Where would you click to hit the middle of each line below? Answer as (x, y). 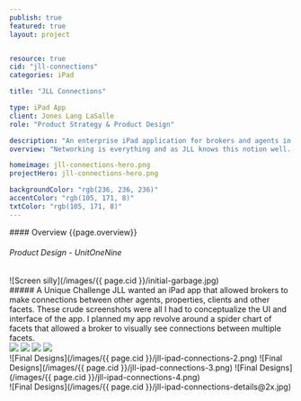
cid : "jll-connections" (54, 67)
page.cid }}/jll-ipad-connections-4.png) (127, 377)
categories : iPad (42, 76)
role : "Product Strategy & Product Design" (92, 124)
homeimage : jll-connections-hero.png (80, 165)
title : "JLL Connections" (58, 92)
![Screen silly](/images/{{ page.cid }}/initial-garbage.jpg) (114, 281)
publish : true (36, 18)
